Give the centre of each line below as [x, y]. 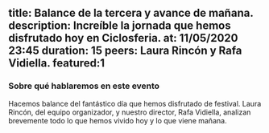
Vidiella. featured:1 [57, 63]
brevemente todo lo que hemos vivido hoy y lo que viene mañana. [118, 120]
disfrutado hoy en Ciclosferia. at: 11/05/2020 [123, 38]
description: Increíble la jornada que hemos [120, 26]
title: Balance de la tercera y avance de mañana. [131, 13]
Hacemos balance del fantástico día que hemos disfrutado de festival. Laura [135, 103]
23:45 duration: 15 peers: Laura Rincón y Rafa [125, 51]
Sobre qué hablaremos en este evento [84, 86]
